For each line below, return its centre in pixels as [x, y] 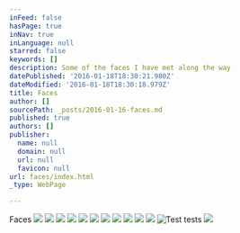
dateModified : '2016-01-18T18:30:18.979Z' [90, 85]
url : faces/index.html [52, 176]
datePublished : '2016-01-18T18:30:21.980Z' [92, 76]
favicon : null [44, 168]
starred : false [38, 51]
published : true [40, 118]
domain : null [42, 151]
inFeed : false [36, 18]
